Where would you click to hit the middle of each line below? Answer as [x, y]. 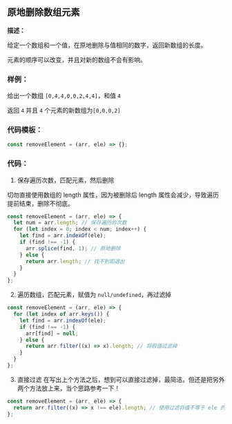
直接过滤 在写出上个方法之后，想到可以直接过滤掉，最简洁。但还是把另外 [121, 379]
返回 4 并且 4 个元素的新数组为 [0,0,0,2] [64, 110]
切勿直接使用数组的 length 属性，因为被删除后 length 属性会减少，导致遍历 [113, 195]
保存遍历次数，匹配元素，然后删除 [66, 180]
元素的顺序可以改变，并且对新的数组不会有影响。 [77, 59]
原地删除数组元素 [43, 12]
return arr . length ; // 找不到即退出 [75, 261]
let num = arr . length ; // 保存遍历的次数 [70, 223]
